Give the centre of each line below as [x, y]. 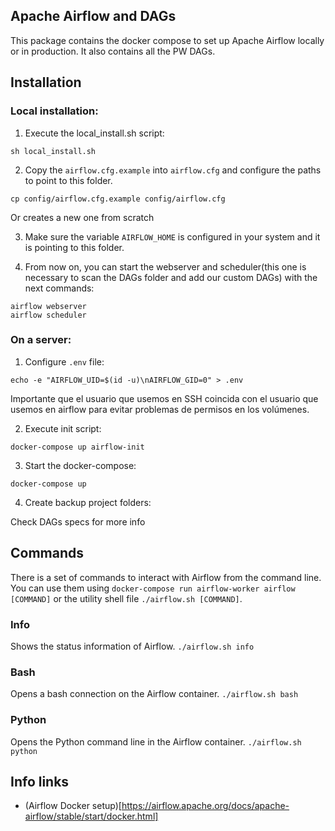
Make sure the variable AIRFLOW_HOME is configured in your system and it [172, 236]
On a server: [41, 340]
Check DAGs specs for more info [78, 521]
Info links [40, 781]
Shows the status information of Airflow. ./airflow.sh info [132, 646]
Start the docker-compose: [80, 465]
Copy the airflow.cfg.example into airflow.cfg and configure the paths [173, 170]
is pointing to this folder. [74, 247]
